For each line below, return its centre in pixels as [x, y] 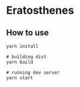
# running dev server [33, 73]
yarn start [20, 78]
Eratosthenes [40, 10]
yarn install [22, 46]
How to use [27, 33]
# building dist [26, 57]
